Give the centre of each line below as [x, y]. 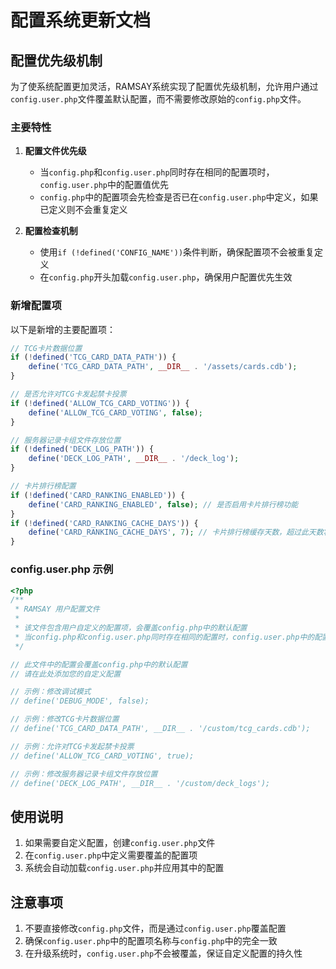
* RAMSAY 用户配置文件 [57, 609]
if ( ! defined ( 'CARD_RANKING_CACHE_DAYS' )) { [104, 523]
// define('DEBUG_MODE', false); [80, 701]
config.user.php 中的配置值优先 [104, 185]
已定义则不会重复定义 [83, 210]
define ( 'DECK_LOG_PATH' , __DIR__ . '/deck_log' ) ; [134, 459]
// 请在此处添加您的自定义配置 [66, 674]
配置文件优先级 [55, 151]
